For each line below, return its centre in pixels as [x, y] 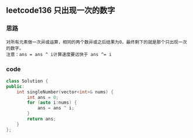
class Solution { [27, 81]
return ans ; [42, 119]
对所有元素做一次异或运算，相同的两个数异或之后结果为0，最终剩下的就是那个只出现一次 [96, 42]
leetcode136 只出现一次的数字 [61, 10]
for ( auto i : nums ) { [52, 103]
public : [15, 86]
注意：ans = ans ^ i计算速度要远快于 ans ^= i [59, 54]
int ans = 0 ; [43, 97]
